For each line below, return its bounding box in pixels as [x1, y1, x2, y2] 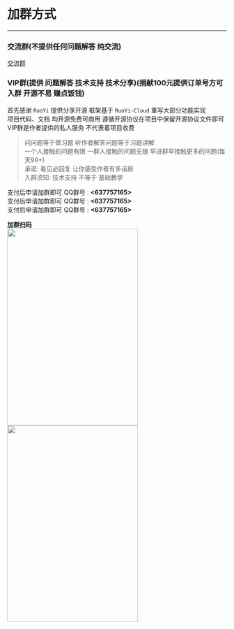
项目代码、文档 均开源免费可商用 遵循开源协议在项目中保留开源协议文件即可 [7, 115, 224, 123]
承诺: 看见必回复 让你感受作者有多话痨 [24, 164, 134, 173]
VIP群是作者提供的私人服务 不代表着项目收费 [7, 123, 135, 131]
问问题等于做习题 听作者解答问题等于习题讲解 [24, 138, 155, 147]
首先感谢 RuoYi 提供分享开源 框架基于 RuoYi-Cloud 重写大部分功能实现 [7, 106, 207, 114]
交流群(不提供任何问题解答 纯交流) [7, 41, 122, 51]
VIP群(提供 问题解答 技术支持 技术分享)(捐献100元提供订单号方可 [7, 78, 224, 88]
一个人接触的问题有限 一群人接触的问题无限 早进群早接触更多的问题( [24, 147, 219, 155]
